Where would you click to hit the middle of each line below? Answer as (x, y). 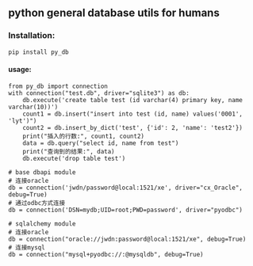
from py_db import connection (58, 86)
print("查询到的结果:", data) (69, 151)
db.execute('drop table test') (74, 158)
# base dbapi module (42, 172)
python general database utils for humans (114, 13)
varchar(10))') (33, 107)
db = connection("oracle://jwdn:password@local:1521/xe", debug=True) (127, 239)
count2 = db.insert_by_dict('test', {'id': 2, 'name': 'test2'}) (133, 127)
